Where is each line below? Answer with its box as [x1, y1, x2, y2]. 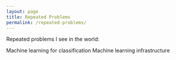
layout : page [6, 8, 39, 15]
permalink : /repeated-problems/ [6, 19, 87, 25]
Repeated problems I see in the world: [6, 36, 100, 43]
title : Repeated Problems [6, 14, 70, 20]
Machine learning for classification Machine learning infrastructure [6, 47, 170, 54]
